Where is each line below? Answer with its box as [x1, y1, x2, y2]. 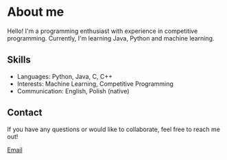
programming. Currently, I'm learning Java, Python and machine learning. [7, 34, 215, 42]
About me [7, 4, 64, 20]
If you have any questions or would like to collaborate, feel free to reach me [7, 125, 221, 133]
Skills [7, 54, 31, 66]
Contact [7, 107, 43, 119]
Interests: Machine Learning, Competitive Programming [16, 80, 174, 88]
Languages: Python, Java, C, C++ [16, 72, 113, 80]
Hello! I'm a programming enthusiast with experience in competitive [7, 27, 198, 35]
